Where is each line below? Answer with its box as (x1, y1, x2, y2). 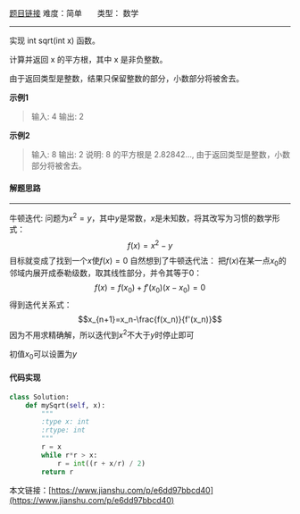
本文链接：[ (9, 485, 52, 495)
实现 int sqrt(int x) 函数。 (9, 35, 101, 46)
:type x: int (41, 417, 90, 426)
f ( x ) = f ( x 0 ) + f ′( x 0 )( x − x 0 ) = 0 (94, 282, 206, 295)
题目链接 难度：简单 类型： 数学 (9, 8, 139, 18)
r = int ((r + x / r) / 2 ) (56, 459, 146, 468)
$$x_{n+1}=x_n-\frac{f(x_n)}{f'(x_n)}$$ (77, 314, 223, 324)
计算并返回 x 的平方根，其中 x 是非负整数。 (9, 55, 168, 64)
